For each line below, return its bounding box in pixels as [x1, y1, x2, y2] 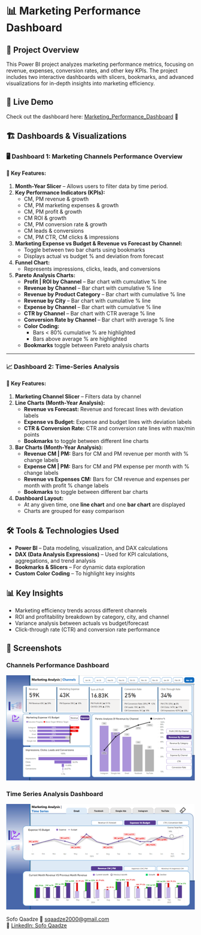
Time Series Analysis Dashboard [6, 790, 103, 799]
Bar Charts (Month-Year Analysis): [14, 444, 103, 451]
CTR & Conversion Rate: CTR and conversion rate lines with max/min [23, 425, 195, 432]
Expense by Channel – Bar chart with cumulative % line [23, 303, 162, 311]
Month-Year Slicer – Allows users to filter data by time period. [14, 183, 169, 190]
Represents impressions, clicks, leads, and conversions [23, 265, 160, 272]
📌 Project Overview [6, 45, 80, 55]
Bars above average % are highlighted [32, 335, 127, 342]
